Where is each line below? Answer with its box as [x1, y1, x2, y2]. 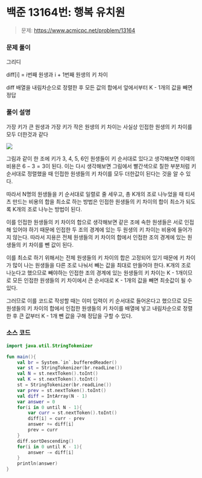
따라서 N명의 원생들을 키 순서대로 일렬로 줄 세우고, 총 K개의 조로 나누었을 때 [6, 190, 184, 197]
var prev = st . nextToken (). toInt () [17, 387, 107, 393]
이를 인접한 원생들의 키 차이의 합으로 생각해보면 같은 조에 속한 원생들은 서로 [6, 218, 183, 226]
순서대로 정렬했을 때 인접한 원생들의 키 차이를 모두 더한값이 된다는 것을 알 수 [6, 170, 185, 177]
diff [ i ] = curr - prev [28, 416, 85, 422]
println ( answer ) [17, 460, 58, 467]
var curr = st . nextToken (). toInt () [28, 410, 118, 416]
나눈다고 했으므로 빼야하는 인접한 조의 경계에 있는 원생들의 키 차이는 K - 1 [6, 269, 178, 276]
